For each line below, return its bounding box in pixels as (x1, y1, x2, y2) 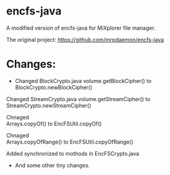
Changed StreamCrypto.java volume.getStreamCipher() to (6, 95, 151, 102)
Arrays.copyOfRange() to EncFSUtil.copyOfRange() (6, 138, 134, 145)
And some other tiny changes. (14, 162, 90, 169)
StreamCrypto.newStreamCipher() (6, 102, 92, 109)
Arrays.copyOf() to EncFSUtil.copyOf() (6, 120, 102, 127)
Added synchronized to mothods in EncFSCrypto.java (6, 150, 140, 157)
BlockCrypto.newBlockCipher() (14, 84, 92, 91)
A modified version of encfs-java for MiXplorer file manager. (6, 24, 156, 31)
